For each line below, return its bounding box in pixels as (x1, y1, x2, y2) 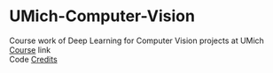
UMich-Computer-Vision (9, 6, 195, 26)
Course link (9, 44, 51, 55)
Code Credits (9, 54, 58, 64)
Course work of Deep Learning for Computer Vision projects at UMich (9, 35, 264, 46)
